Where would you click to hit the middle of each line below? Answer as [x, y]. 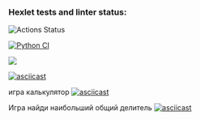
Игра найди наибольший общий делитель [80, 108]
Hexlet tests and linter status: [68, 12]
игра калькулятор [39, 92]
